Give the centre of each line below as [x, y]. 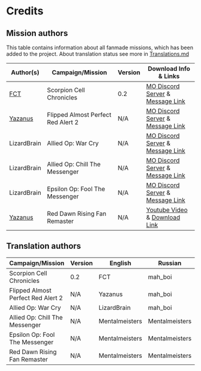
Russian [170, 263]
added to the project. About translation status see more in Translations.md [98, 54]
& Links [169, 76]
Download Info [169, 69]
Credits [25, 11]
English [121, 263]
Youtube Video [167, 210]
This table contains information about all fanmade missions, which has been [100, 47]
